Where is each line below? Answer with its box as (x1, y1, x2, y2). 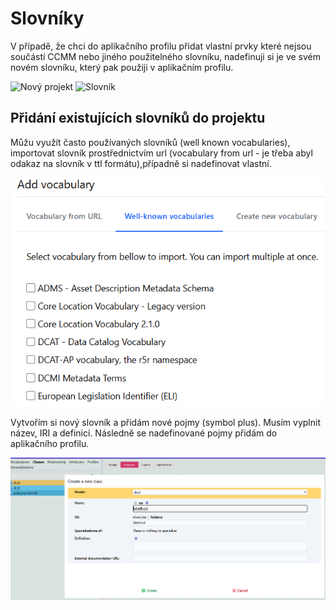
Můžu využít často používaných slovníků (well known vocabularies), (10, 136, 291, 148)
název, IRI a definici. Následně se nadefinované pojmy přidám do (10, 427, 278, 439)
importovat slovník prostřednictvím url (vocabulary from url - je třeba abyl (10, 147, 313, 159)
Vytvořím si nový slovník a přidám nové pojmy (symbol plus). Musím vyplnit (10, 416, 322, 428)
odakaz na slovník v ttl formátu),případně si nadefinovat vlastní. (10, 157, 272, 169)
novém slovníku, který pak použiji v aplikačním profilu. (10, 61, 234, 73)
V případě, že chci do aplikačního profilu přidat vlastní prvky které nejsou (10, 40, 312, 52)
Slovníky (10, 7, 85, 30)
